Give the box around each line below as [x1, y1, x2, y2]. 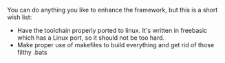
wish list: [7, 13, 32, 21]
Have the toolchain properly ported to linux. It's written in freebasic [17, 27, 208, 34]
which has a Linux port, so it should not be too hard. [17, 34, 165, 42]
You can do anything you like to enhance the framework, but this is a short [7, 6, 218, 14]
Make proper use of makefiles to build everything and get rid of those [17, 41, 215, 49]
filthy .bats [17, 48, 47, 56]
